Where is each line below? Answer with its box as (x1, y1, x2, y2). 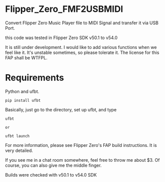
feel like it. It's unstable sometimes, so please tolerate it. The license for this (5, 49, 160, 55)
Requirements (5, 72, 64, 84)
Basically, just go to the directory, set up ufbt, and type (5, 106, 117, 112)
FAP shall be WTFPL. (5, 54, 48, 60)
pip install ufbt (5, 98, 41, 103)
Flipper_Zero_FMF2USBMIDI (5, 3, 124, 15)
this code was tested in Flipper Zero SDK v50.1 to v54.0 (5, 35, 118, 41)
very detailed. (5, 147, 33, 153)
